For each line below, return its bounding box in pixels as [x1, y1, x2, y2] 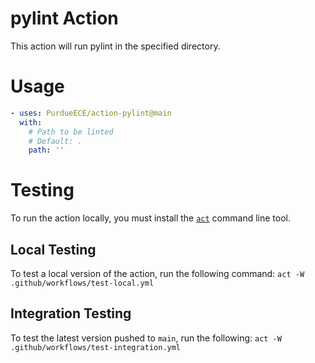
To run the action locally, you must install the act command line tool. [10, 212, 291, 224]
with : [19, 117, 43, 127]
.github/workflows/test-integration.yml [10, 342, 182, 352]
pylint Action [10, 7, 119, 30]
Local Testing [10, 241, 97, 258]
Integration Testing [10, 305, 132, 322]
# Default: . [28, 136, 83, 146]
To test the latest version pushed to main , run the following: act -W [10, 332, 282, 344]
